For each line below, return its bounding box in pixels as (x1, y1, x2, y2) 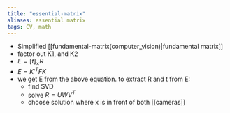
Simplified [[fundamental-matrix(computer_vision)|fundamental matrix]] (17, 43, 224, 51)
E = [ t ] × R (17, 57, 44, 67)
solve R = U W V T (27, 89, 76, 99)
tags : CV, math (7, 23, 52, 30)
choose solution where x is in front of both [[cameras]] (27, 98, 185, 107)
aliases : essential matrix (7, 17, 86, 24)
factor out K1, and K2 (17, 50, 78, 58)
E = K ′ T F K (17, 66, 47, 75)
